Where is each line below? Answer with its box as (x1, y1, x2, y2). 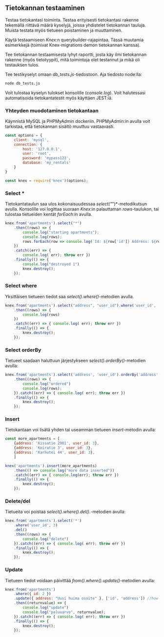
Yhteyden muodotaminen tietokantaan (5, 107, 99, 114)
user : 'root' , (22, 151, 51, 156)
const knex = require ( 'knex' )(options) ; (5, 178, 89, 183)
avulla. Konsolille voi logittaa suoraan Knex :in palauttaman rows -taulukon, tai (5, 206, 159, 212)
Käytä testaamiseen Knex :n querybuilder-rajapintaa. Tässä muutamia (5, 37, 144, 43)
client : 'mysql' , (14, 137, 49, 142)
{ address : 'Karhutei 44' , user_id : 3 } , (14, 450, 95, 455)
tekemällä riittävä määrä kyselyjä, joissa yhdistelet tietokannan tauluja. (5, 22, 146, 28)
